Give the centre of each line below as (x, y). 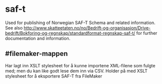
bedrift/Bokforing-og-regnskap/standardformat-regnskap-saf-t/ (70, 33)
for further (147, 33)
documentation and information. (38, 38)
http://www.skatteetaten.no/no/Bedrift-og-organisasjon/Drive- (87, 28)
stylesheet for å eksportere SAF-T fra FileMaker (54, 76)
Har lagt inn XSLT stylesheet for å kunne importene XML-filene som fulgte (80, 65)
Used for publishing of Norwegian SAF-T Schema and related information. (80, 23)
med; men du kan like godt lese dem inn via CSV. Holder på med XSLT (76, 71)
